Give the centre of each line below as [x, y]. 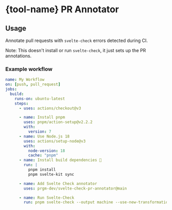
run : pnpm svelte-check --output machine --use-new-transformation [97, 202]
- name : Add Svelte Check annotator [58, 183]
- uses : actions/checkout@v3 [50, 108]
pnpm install [42, 170]
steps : [21, 103]
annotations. [18, 56]
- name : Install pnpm [42, 118]
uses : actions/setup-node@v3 [55, 141]
